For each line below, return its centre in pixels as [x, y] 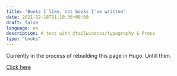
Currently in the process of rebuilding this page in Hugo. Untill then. [89, 56]
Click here [19, 67]
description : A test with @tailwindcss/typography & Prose [81, 34]
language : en [22, 28]
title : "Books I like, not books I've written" [66, 11]
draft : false [22, 22]
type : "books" [24, 39]
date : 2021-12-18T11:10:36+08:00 [48, 17]
